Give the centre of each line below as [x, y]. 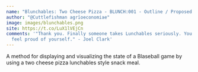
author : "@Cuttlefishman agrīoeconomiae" [58, 17]
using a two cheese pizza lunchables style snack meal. [73, 62]
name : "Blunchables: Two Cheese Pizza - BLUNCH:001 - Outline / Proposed [99, 12]
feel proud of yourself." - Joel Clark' [62, 39]
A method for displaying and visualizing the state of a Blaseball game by [94, 56]
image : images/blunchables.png [45, 23]
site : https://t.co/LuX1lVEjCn [45, 28]
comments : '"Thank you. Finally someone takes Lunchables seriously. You [99, 34]
